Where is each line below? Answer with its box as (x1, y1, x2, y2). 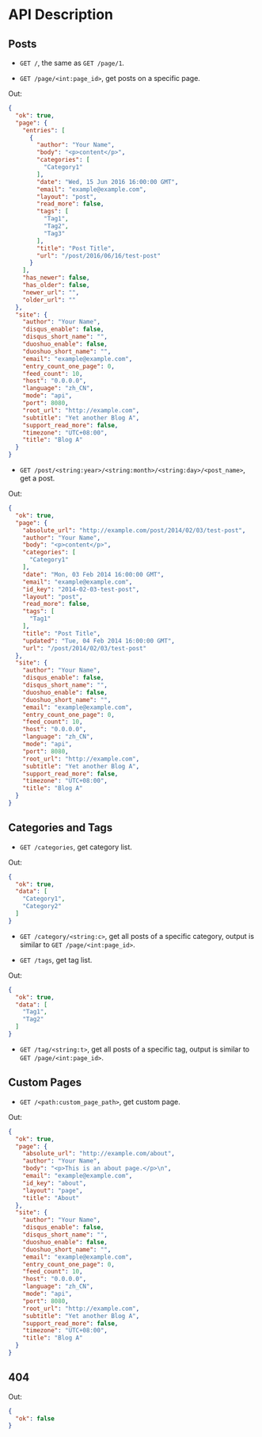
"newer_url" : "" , (22, 288, 80, 297)
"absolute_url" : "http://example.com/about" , (22, 1150, 176, 1158)
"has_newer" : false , (22, 274, 90, 282)
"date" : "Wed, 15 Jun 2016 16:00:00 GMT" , (36, 178, 179, 186)
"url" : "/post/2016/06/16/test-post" (36, 251, 161, 259)
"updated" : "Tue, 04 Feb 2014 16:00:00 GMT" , (22, 637, 176, 645)
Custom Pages (8, 1076, 82, 1090)
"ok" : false (15, 1414, 55, 1423)
